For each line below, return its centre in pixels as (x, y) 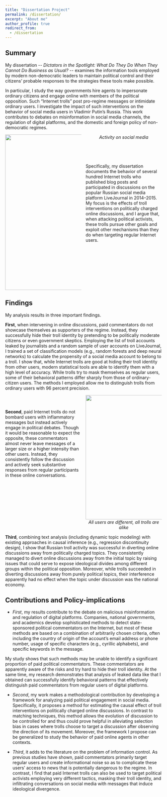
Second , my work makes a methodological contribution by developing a (86, 695)
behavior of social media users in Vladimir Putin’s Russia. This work (74, 111)
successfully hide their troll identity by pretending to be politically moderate (83, 335)
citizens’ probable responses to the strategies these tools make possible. (80, 81)
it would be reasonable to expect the (43, 433)
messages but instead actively (36, 422)
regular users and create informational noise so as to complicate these (84, 763)
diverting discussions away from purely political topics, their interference (80, 574)
